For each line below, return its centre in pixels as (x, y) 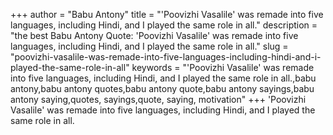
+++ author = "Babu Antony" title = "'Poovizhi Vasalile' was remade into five (167, 14)
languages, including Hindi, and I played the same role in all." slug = (149, 46)
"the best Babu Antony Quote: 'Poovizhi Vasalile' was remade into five (154, 35)
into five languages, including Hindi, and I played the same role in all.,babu (163, 78)
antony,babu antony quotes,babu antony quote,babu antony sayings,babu (162, 88)
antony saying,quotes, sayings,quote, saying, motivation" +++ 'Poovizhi (158, 99)
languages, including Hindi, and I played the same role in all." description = (164, 25)
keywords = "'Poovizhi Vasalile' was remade (223, 67)
